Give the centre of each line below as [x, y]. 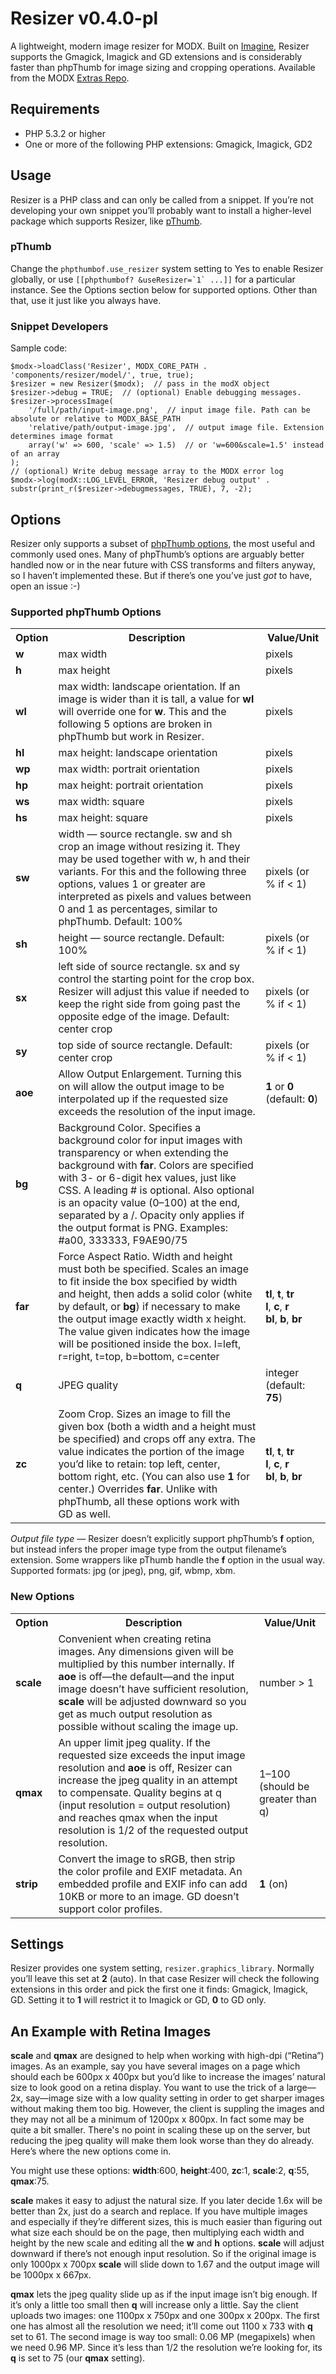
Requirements [55, 109]
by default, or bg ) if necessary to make [149, 1307]
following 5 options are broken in [135, 724]
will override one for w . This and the [142, 712]
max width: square [101, 802]
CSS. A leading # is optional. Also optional [156, 1190]
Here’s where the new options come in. [91, 2151]
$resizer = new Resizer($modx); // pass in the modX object [140, 384]
